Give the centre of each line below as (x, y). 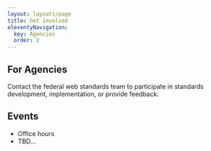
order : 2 (27, 41)
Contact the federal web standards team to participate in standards (105, 86)
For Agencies (37, 69)
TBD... (27, 141)
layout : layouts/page (39, 14)
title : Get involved (38, 21)
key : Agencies (34, 34)
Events (23, 116)
